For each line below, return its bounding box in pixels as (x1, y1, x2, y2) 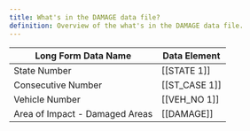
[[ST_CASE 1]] (160, 79, 222, 91)
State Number (13, 64, 72, 76)
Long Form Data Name (35, 50, 131, 62)
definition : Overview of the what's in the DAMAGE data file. (9, 21, 244, 30)
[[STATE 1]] (160, 64, 211, 76)
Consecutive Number (13, 79, 103, 91)
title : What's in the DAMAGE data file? (9, 12, 161, 22)
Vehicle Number (13, 93, 82, 105)
